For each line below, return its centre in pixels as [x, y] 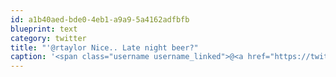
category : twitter [48, 38]
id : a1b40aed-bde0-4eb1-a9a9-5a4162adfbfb [100, 19]
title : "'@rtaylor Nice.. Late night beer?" [104, 47]
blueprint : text [44, 29]
